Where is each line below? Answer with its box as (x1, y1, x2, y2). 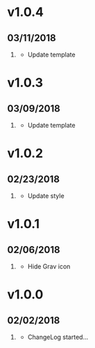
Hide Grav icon (27, 262, 71, 271)
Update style (27, 192, 64, 199)
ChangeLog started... (27, 333, 89, 341)
